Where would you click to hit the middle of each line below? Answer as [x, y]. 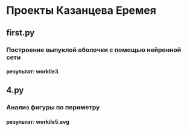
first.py [21, 33]
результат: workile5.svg [38, 122]
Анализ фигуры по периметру [53, 108]
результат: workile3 [32, 72]
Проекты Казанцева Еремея [81, 11]
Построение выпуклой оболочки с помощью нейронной [94, 50]
